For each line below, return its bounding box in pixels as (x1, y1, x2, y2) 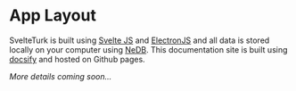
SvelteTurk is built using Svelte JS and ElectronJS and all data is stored (9, 35, 270, 45)
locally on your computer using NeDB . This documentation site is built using (9, 44, 288, 54)
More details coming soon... (9, 70, 112, 81)
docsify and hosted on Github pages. (9, 54, 145, 64)
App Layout (9, 5, 96, 26)
